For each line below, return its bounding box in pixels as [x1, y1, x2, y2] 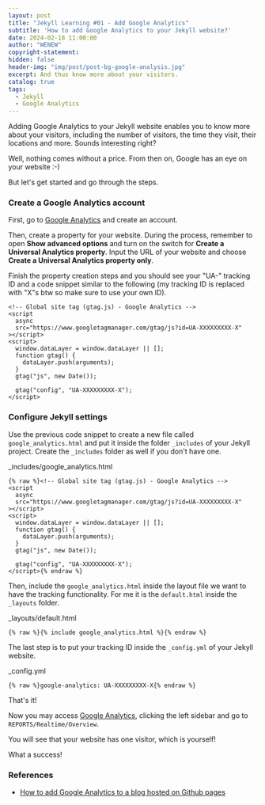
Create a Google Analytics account [8, 197, 146, 208]
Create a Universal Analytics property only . [8, 256, 154, 265]
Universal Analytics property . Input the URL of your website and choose [8, 247, 247, 257]
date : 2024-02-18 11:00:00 [8, 33, 97, 42]
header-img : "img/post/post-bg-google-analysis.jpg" [8, 63, 186, 71]
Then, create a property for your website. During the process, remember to [8, 230, 253, 240]
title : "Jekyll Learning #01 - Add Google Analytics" [8, 19, 190, 27]
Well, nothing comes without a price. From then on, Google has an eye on [8, 154, 248, 163]
